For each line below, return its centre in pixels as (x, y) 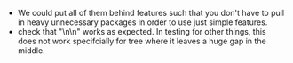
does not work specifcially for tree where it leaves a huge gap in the (142, 41)
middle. (32, 51)
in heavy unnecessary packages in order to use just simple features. (143, 22)
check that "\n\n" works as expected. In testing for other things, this (142, 31)
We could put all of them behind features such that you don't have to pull (151, 13)
